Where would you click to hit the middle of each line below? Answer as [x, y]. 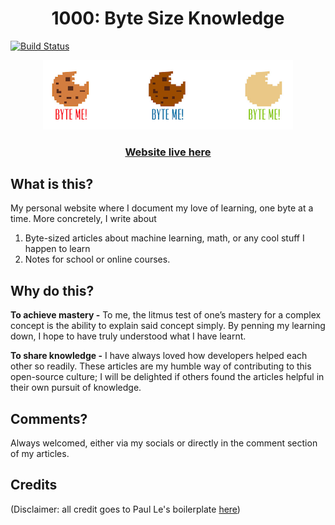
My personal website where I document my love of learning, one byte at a [162, 208]
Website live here [168, 152]
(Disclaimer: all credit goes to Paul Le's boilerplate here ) [125, 509]
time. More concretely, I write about [83, 219]
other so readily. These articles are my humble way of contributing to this [161, 366]
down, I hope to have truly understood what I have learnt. [128, 336]
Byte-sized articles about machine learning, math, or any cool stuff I [164, 238]
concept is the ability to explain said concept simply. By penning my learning [168, 326]
